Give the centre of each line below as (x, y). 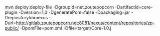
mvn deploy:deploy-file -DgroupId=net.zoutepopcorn (59, 7)
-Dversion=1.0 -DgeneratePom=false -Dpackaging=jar (75, 12)
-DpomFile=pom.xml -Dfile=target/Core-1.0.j (66, 28)
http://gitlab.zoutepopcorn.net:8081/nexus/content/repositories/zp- (85, 23)
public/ (12, 28)
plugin (11, 12)
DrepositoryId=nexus (26, 18)
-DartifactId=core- (134, 7)
